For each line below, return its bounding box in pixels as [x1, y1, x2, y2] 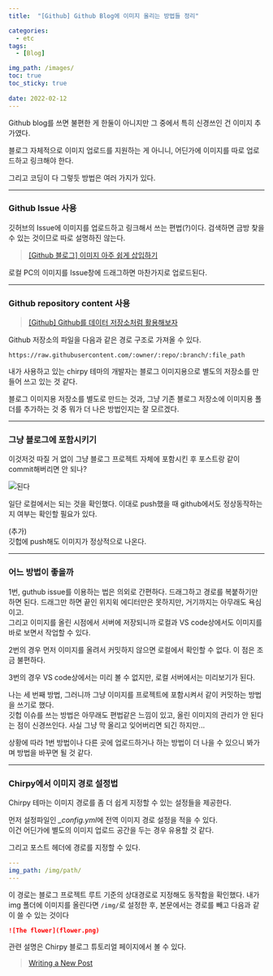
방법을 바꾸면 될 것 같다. [16, 747, 93, 758]
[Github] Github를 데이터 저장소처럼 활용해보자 [28, 318, 179, 328]
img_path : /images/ [8, 64, 75, 73]
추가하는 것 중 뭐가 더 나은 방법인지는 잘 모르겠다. [23, 404, 180, 414]
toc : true [8, 72, 42, 80]
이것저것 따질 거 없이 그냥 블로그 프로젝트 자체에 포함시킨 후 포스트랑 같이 [8, 454, 240, 464]
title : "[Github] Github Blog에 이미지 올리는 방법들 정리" [8, 11, 199, 20]
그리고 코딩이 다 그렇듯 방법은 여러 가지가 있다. [8, 173, 156, 182]
